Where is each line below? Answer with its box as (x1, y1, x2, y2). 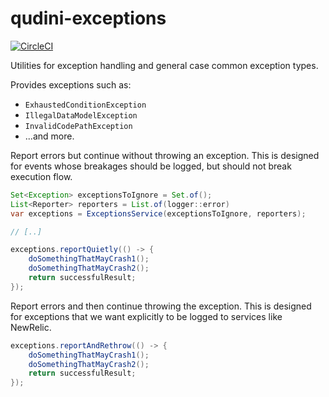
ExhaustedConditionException (24, 100, 147, 110)
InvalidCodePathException (24, 121, 133, 131)
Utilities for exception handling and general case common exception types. (10, 59, 319, 71)
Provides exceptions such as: (10, 78, 132, 91)
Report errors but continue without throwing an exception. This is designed (10, 149, 320, 161)
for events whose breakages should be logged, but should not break (10, 160, 292, 172)
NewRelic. (10, 321, 52, 333)
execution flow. (10, 170, 73, 182)
